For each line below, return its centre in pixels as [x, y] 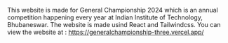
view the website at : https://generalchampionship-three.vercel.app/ [106, 32]
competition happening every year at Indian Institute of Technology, [105, 17]
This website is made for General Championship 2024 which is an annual [113, 10]
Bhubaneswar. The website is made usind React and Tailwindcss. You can [114, 25]
